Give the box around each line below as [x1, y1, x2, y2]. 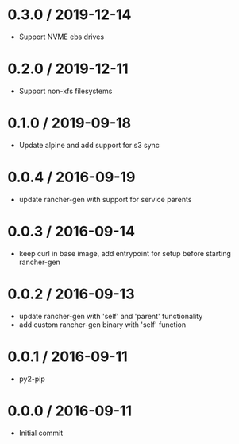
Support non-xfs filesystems [18, 86, 113, 95]
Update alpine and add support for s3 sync [18, 140, 160, 150]
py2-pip [18, 374, 45, 384]
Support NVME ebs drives [18, 32, 105, 41]
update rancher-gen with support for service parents [18, 194, 192, 204]
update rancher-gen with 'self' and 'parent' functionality [18, 311, 203, 321]
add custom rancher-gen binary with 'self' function [18, 320, 187, 329]
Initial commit [18, 428, 64, 438]
